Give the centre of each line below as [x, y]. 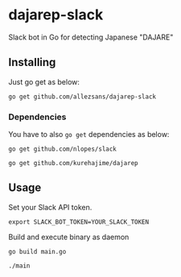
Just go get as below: [44, 81]
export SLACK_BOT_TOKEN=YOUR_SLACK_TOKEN [79, 222]
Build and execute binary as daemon [69, 237]
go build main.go [37, 251]
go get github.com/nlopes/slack [62, 149]
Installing [32, 62]
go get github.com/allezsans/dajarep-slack [82, 97]
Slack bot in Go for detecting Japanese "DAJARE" [91, 37]
